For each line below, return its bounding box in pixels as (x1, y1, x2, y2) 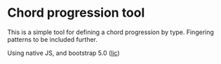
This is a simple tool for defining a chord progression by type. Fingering (7, 28, 214, 36)
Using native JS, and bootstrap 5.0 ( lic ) (7, 49, 121, 57)
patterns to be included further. (7, 35, 98, 43)
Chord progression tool (7, 5, 145, 21)
